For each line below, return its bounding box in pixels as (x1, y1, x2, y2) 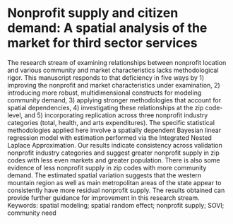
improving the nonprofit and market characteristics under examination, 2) (7, 81, 220, 89)
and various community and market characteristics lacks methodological (7, 66, 219, 74)
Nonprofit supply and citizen (7, 5, 179, 21)
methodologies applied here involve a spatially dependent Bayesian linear (7, 126, 221, 134)
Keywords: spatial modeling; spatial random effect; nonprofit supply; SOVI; (7, 201, 225, 209)
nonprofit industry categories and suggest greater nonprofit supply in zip (7, 148, 220, 157)
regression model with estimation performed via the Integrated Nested (7, 133, 212, 142)
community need (7, 208, 56, 217)
